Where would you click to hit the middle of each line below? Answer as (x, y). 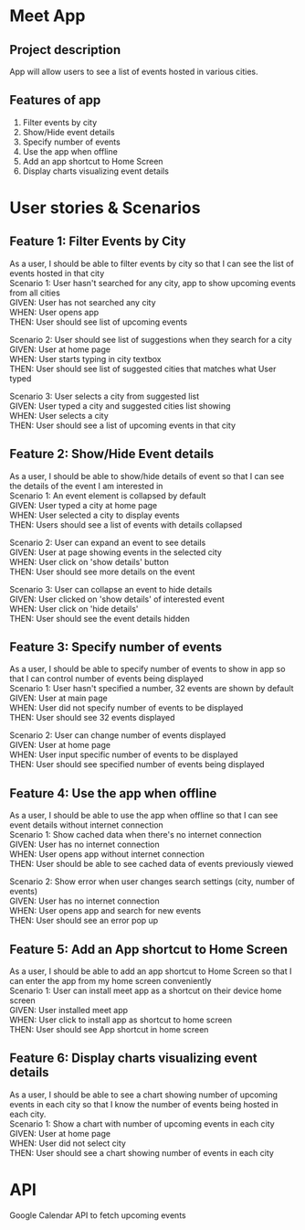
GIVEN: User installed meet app (69, 1011)
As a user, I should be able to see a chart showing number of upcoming (144, 1095)
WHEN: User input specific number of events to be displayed (124, 754)
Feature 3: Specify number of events (116, 647)
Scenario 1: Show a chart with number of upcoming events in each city (142, 1123)
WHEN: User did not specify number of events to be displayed (126, 708)
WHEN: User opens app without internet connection (107, 854)
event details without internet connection (87, 825)
